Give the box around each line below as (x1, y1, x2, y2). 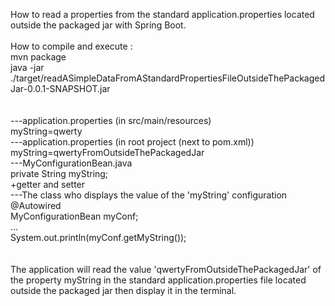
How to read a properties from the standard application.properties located (10, 9, 315, 20)
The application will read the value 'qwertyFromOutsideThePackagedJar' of (10, 264, 322, 275)
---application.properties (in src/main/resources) (10, 115, 212, 126)
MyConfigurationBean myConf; (10, 210, 139, 222)
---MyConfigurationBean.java (10, 157, 133, 169)
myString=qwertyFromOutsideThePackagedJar (10, 147, 205, 158)
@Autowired (10, 200, 62, 211)
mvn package (10, 51, 67, 63)
